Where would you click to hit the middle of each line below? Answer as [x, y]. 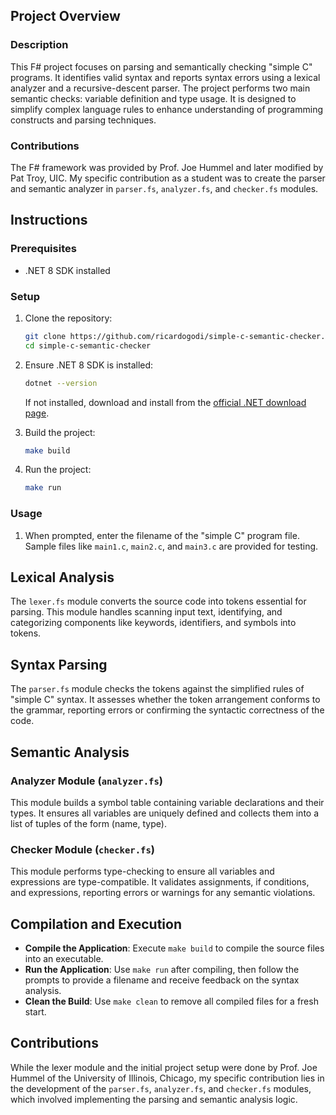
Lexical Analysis [62, 577]
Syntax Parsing [59, 664]
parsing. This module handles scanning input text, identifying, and [146, 612]
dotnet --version [61, 383]
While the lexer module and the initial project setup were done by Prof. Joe [164, 1067]
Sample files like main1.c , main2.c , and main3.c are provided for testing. [171, 546]
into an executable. [64, 959]
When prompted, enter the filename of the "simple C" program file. [162, 535]
